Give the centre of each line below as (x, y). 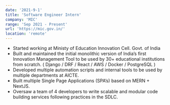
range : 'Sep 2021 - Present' (36, 24)
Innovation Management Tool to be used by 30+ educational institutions (89, 59)
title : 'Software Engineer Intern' (43, 15)
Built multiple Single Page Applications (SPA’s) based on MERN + (81, 81)
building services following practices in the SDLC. (65, 97)
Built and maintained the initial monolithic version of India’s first (79, 54)
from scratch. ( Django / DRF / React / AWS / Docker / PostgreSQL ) (84, 64)
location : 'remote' (26, 34)
